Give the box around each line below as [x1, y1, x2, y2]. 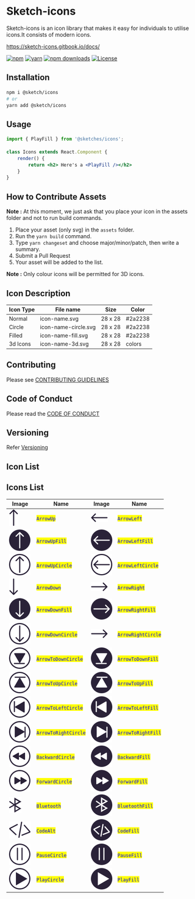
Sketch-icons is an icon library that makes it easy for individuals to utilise [6, 24, 190, 32]
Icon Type [9, 306, 35, 313]
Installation [6, 72, 50, 83]
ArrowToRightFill [117, 730, 161, 736]
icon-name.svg [40, 315, 79, 322]
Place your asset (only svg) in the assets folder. [15, 226, 135, 233]
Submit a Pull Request [15, 252, 71, 260]
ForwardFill [117, 779, 148, 785]
